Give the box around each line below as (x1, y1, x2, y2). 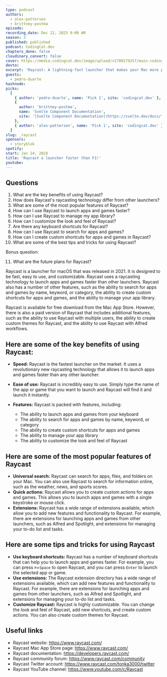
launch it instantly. (12, 392, 50, 398)
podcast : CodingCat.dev (5, 44, 55, 49)
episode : (5, 26, 24, 31)
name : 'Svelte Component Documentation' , (18, 109, 106, 115)
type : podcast (5, 7, 35, 12)
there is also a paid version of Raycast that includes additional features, (5, 310, 152, 316)
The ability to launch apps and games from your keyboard (20, 411, 139, 417)
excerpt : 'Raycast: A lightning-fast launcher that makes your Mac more (5, 68, 159, 73)
